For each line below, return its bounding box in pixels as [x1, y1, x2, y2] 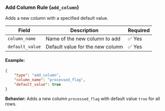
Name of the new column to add [45, 35, 121, 42]
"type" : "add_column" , [14, 73, 61, 78]
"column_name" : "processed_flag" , [14, 77, 85, 83]
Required [128, 27, 150, 34]
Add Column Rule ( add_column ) [5, 4, 80, 11]
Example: [5, 57, 25, 63]
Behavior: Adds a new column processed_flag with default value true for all [5, 96, 161, 102]
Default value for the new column [45, 44, 123, 51]
